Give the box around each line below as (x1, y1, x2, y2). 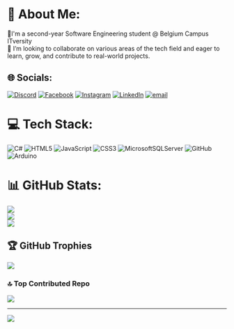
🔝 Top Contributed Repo (7, 279, 91, 288)
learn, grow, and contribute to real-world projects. (7, 52, 150, 60)
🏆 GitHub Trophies (7, 240, 93, 252)
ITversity (7, 36, 33, 45)
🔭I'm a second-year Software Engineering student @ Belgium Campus (7, 29, 209, 38)
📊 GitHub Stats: (7, 177, 102, 193)
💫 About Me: (7, 6, 81, 22)
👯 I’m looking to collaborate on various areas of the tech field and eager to (7, 44, 220, 52)
